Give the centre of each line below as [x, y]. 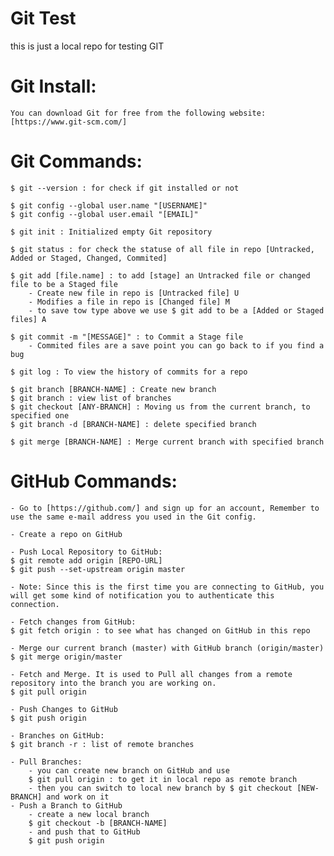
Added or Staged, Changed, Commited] [89, 258]
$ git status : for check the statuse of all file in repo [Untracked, [162, 249]
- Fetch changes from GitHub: [73, 622]
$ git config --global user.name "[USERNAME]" [109, 205]
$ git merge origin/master [66, 657]
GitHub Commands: [94, 481]
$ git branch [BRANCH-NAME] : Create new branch [113, 389]
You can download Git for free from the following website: [138, 113]
